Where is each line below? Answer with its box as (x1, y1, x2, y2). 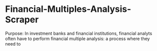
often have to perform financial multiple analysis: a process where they (5, 36, 150, 42)
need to (5, 41, 21, 47)
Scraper (5, 14, 39, 25)
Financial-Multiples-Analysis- (5, 3, 131, 15)
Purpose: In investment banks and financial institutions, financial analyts (5, 30, 153, 36)
